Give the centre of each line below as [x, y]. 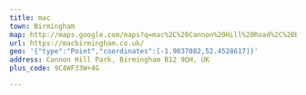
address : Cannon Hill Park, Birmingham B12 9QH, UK [109, 60]
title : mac [30, 18]
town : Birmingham [42, 26]
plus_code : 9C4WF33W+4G [55, 69]
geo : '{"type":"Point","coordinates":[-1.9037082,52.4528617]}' [134, 52]
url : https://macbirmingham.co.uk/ [77, 43]
